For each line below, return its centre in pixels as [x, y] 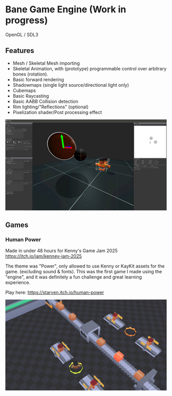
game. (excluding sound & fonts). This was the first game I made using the [84, 271]
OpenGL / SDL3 [22, 34]
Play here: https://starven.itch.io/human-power [55, 292]
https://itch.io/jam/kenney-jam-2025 [44, 256]
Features [20, 51]
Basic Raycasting [31, 96]
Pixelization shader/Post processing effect [57, 112]
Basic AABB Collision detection [45, 101]
